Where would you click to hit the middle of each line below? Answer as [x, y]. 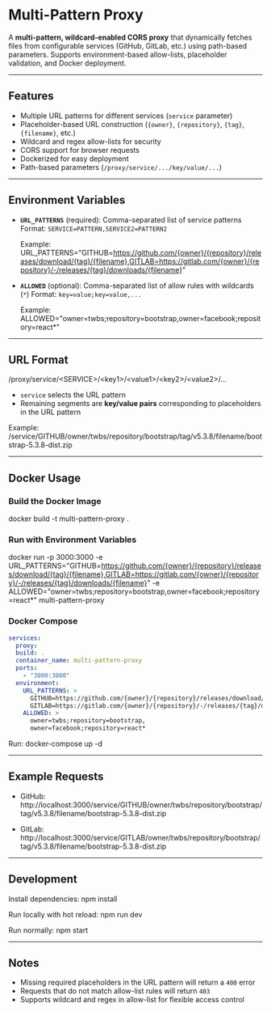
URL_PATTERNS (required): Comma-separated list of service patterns [131, 219]
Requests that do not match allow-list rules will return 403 [115, 991]
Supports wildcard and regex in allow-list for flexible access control [132, 1000]
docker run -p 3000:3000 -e [56, 557]
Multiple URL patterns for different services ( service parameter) [126, 116]
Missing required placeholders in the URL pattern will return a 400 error [138, 982]
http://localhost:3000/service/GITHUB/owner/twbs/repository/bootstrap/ [141, 805]
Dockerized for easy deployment [74, 159]
